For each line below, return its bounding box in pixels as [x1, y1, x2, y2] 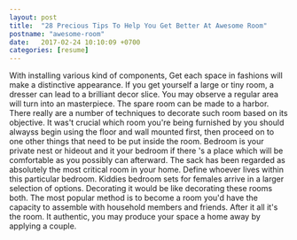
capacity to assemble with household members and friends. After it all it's [9, 202, 278, 213]
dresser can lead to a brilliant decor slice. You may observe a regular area [9, 89, 279, 100]
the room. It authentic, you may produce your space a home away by [9, 212, 262, 222]
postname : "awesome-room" [9, 29, 105, 38]
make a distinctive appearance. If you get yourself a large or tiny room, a [9, 80, 275, 90]
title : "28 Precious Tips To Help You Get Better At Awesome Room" [9, 21, 268, 30]
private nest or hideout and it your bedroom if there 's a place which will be [9, 145, 284, 156]
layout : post [9, 12, 58, 22]
